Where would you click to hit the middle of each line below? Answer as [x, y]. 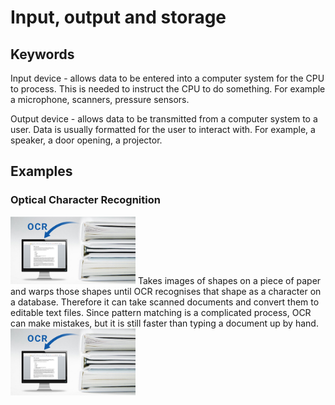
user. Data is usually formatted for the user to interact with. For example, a [163, 129]
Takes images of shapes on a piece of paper [229, 280]
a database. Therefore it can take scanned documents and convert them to [165, 302]
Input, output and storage [118, 17]
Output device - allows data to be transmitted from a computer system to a [164, 119]
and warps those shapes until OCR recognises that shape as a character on [166, 291]
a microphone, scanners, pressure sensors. [100, 99]
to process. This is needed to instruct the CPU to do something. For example [168, 89]
